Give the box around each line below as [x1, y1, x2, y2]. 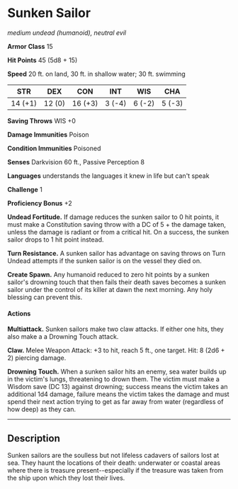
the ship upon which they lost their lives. [7, 473, 125, 482]
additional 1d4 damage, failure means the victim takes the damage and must [7, 390, 229, 398]
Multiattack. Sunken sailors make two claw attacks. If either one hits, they [7, 325, 225, 334]
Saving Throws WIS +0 [7, 116, 76, 125]
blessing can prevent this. [7, 293, 83, 301]
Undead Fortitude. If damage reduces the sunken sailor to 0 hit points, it [7, 213, 220, 221]
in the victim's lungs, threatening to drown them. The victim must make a [7, 375, 220, 383]
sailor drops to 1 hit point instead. [7, 235, 104, 244]
